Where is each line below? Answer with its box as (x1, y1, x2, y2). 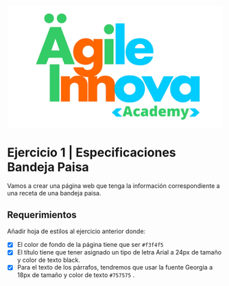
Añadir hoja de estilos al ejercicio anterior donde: (7, 227, 146, 235)
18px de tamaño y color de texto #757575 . (16, 271, 135, 279)
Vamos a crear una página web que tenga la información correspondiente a (7, 182, 221, 190)
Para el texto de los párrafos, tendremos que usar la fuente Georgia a (16, 263, 213, 272)
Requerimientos (7, 208, 77, 221)
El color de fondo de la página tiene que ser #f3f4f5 (16, 241, 164, 249)
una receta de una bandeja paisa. (7, 189, 101, 198)
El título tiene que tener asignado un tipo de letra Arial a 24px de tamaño (16, 248, 221, 257)
